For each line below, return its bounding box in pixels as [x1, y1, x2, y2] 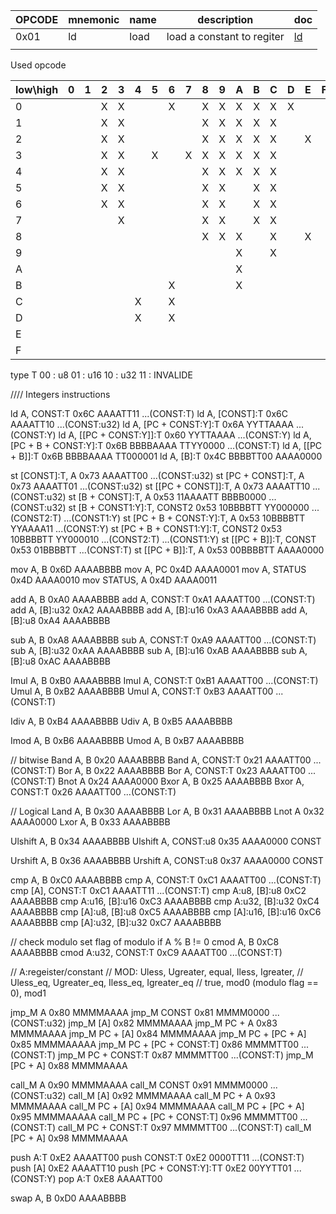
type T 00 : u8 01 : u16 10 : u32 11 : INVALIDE [10, 369, 193, 381]
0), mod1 [10, 987, 47, 999]
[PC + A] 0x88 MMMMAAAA [10, 1060, 128, 1071]
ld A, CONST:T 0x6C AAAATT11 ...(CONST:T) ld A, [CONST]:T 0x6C [10, 408, 288, 419]
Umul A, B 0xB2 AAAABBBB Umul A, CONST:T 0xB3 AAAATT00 [10, 685, 274, 697]
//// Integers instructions [10, 389, 111, 400]
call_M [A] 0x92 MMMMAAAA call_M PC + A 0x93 [68, 1090, 276, 1101]
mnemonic [68, 13, 120, 26]
